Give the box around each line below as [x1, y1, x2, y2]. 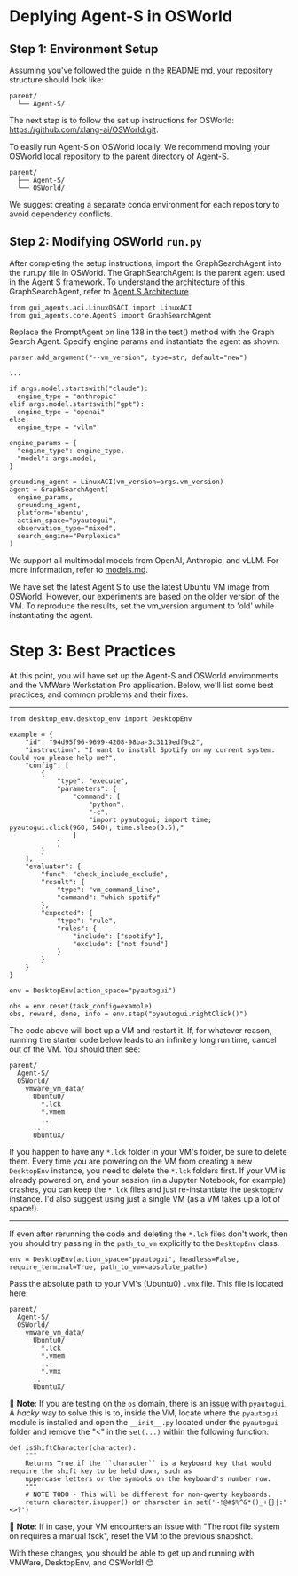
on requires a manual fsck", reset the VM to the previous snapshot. [9, 1530, 254, 1541]
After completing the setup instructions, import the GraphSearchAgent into [9, 257, 282, 268]
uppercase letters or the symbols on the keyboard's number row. [25, 1474, 272, 1483]
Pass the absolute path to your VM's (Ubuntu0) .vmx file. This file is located [9, 1278, 284, 1289]
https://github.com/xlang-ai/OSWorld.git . [9, 124, 159, 135]
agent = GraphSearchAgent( [9, 485, 109, 494]
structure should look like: [9, 74, 104, 85]
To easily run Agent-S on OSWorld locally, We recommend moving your [9, 142, 271, 152]
